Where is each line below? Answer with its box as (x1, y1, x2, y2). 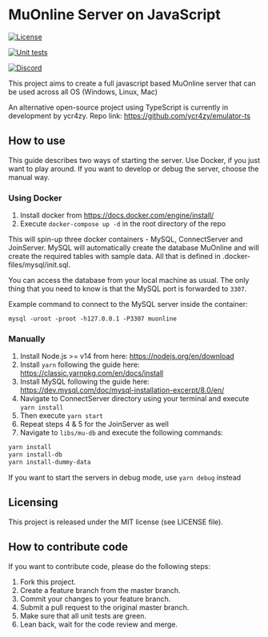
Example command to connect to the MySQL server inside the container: (8, 300, 248, 309)
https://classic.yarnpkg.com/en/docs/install (19, 368, 164, 378)
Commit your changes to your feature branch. (19, 594, 171, 603)
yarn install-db (8, 451, 62, 459)
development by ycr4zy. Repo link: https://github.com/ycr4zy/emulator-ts (8, 110, 250, 121)
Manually (8, 333, 46, 344)
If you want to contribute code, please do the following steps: (8, 561, 210, 571)
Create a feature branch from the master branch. (19, 585, 182, 595)
